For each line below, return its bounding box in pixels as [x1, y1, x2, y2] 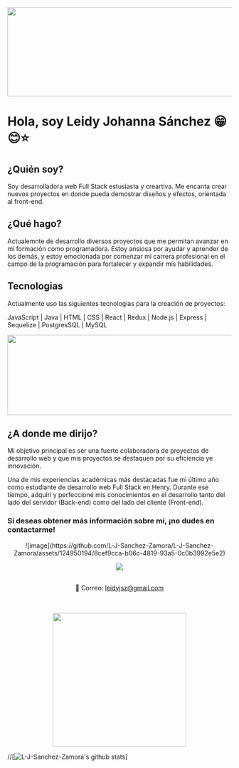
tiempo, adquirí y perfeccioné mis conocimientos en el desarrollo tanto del [7, 491, 225, 499]
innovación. [7, 461, 41, 470]
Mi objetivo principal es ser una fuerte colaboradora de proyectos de [7, 446, 209, 455]
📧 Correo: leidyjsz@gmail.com [75, 583, 164, 592]
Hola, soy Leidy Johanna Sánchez [7, 113, 211, 130]
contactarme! [7, 525, 55, 535]
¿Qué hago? [7, 217, 62, 230]
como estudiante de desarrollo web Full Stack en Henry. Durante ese [7, 483, 209, 491]
